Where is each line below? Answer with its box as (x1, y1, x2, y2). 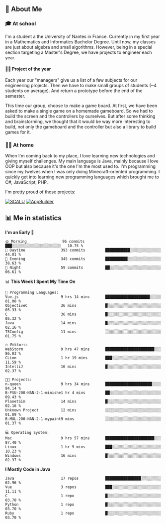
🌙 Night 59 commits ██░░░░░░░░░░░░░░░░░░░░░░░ (5, 265, 162, 270)
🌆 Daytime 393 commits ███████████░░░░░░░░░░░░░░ (5, 248, 162, 253)
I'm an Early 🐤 (5, 230, 34, 235)
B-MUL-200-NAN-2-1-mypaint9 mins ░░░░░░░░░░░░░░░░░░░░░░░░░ (5, 416, 162, 421)
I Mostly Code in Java (5, 466, 51, 472)
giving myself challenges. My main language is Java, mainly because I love (5, 158, 159, 164)
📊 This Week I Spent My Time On (5, 278, 76, 284)
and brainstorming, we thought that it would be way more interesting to (5, 118, 151, 125)
